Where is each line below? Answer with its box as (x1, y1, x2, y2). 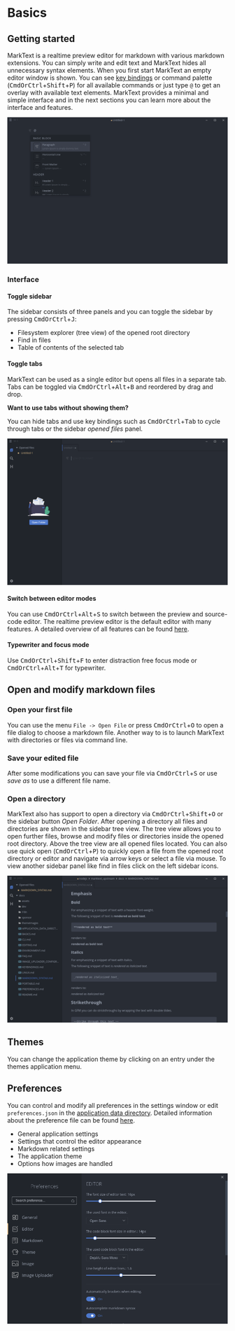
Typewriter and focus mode (7, 641, 90, 649)
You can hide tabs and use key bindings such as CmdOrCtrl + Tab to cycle (7, 417, 220, 425)
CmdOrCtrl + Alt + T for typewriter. (7, 664, 106, 672)
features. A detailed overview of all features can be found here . (7, 625, 190, 633)
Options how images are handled (17, 1159, 113, 1167)
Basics (7, 5, 48, 21)
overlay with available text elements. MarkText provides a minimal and (7, 89, 209, 97)
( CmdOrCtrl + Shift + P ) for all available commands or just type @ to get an (7, 81, 220, 89)
